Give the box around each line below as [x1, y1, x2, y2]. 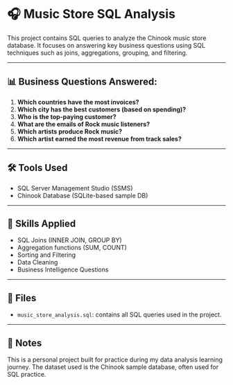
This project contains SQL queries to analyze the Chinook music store [7, 33, 207, 42]
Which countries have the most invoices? [17, 98, 140, 106]
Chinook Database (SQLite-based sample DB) [17, 191, 148, 199]
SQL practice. [7, 370, 46, 378]
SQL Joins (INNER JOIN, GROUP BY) [17, 236, 123, 244]
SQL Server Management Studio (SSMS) [17, 183, 133, 192]
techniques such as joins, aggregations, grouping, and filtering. [7, 48, 188, 57]
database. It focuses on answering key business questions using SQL [7, 41, 206, 49]
